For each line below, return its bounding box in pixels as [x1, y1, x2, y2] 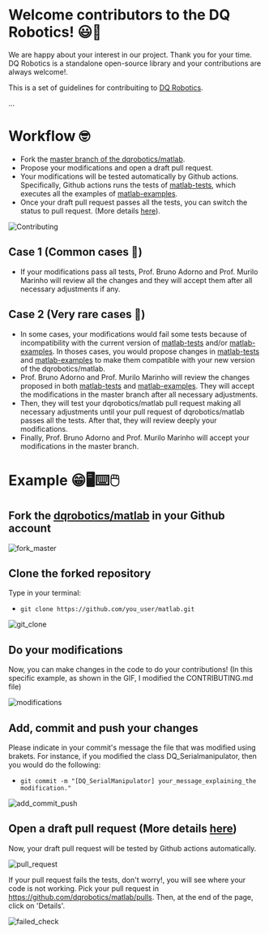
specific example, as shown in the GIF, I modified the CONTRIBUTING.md [8, 674, 254, 683]
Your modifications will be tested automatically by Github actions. [19, 171, 239, 181]
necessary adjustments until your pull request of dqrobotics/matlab [19, 407, 245, 416]
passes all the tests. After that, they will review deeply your [19, 415, 217, 425]
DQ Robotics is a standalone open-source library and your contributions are [8, 58, 262, 68]
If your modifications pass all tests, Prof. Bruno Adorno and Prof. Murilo [19, 266, 258, 277]
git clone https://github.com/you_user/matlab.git [19, 605, 195, 613]
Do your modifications [8, 643, 123, 656]
